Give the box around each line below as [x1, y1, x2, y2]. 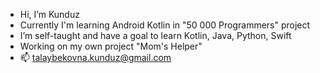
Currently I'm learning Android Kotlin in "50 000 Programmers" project [19, 19, 311, 31]
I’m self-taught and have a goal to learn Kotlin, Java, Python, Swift [19, 30, 292, 41]
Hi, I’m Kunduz [19, 9, 80, 20]
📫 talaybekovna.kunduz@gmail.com [19, 52, 172, 63]
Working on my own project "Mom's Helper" [19, 40, 203, 52]
